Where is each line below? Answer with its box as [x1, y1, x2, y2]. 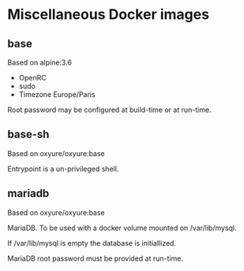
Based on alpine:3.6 [7, 58, 73, 67]
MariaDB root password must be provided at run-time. [7, 254, 183, 263]
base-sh [7, 128, 50, 141]
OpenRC [18, 73, 47, 82]
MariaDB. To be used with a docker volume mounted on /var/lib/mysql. [7, 223, 238, 232]
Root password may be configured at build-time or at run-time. [7, 105, 212, 114]
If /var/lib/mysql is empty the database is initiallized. [7, 238, 177, 247]
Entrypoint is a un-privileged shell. [7, 164, 119, 173]
